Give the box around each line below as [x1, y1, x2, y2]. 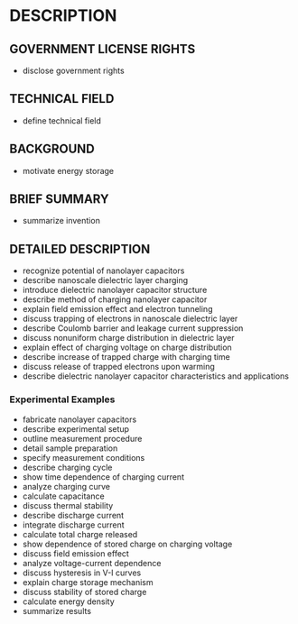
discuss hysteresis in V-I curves [22, 567, 142, 578]
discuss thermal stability [22, 500, 114, 510]
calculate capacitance [22, 491, 106, 501]
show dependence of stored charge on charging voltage [22, 538, 233, 549]
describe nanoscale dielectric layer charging [22, 275, 189, 286]
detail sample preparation [22, 443, 118, 454]
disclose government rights [22, 65, 125, 76]
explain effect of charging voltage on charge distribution [22, 342, 232, 353]
